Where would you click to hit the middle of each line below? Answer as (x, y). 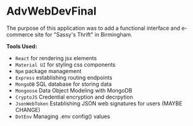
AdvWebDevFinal (51, 11)
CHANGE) (28, 110)
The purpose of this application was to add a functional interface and (93, 28)
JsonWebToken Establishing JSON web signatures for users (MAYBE (99, 103)
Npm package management (48, 71)
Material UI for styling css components (65, 65)
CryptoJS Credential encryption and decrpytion (74, 97)
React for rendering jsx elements (56, 58)
